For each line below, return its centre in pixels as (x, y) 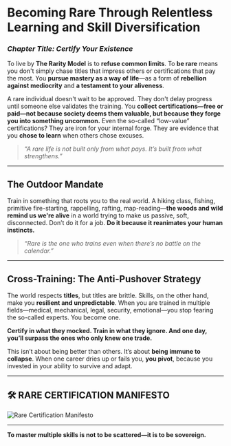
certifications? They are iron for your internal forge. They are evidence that (113, 128)
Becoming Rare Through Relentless (110, 13)
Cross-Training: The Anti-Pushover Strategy (104, 279)
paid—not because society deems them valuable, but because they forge (114, 114)
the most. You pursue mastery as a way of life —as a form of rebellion (107, 78)
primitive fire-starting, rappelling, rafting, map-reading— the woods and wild (115, 209)
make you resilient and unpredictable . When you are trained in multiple (109, 303)
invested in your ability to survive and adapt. (70, 366)
